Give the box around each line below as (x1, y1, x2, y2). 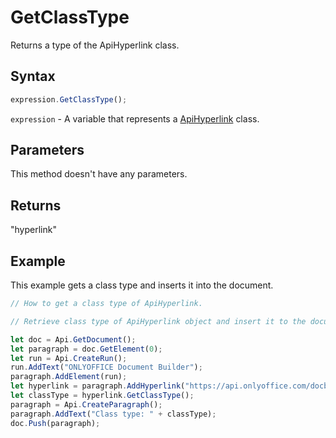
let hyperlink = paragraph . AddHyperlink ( (10, 381, 186, 391)
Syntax (10, 68, 56, 85)
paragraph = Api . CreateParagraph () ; (10, 399, 163, 410)
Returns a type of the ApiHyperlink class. (10, 39, 180, 51)
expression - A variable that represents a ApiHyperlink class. (10, 112, 260, 125)
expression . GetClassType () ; (10, 94, 128, 105)
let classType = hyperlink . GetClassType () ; (10, 391, 195, 401)
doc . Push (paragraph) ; (10, 418, 101, 428)
